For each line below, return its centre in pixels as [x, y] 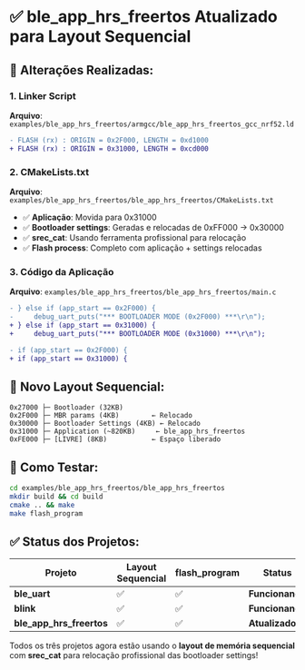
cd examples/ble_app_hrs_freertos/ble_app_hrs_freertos [117, 488]
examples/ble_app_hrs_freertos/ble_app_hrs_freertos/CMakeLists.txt [142, 200]
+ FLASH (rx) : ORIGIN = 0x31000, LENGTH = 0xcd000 [109, 148]
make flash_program [46, 513]
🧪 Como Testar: [54, 467]
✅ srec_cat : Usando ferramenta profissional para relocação [134, 237]
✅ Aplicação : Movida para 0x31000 [89, 217]
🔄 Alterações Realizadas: [82, 70]
